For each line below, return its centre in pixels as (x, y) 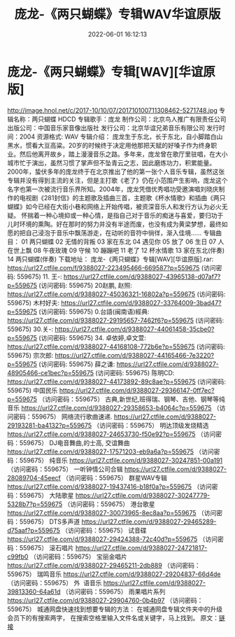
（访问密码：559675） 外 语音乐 (55, 582)
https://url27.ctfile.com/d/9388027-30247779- (143, 495)
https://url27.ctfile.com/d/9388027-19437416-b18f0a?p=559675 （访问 (109, 486)
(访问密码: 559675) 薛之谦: (77, 364)
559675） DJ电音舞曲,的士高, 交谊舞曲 (75, 442)
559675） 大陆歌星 (47, 495)
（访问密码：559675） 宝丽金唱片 (78, 556)
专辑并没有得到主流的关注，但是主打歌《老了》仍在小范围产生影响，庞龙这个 (117, 180)
